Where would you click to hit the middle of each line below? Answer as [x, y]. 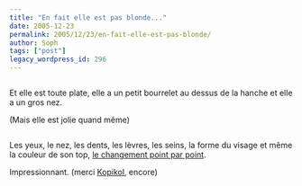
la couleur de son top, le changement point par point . [108, 155]
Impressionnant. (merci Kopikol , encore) [83, 172]
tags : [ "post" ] [38, 51]
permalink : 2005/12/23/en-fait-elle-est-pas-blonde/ [110, 34]
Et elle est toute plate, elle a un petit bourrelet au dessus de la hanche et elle [151, 93]
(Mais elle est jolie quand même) [70, 120]
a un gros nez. [36, 102]
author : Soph [34, 43]
